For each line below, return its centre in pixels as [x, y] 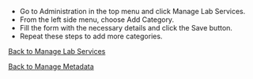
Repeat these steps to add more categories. [91, 36]
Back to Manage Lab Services [57, 51]
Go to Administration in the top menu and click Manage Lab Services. [132, 11]
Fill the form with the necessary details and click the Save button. [126, 28]
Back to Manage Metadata [51, 66]
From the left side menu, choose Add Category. [97, 20]
